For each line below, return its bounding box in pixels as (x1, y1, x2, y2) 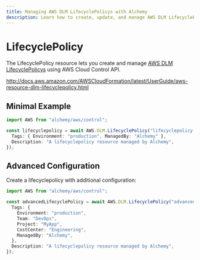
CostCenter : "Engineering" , (17, 227, 86, 233)
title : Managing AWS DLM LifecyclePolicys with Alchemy (6, 8, 148, 15)
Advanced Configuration (6, 161, 100, 171)
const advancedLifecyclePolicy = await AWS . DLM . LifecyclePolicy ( (6, 199, 171, 205)
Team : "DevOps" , (17, 215, 58, 221)
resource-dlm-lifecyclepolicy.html (6, 84, 89, 91)
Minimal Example (6, 101, 71, 111)
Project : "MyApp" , (17, 221, 62, 227)
